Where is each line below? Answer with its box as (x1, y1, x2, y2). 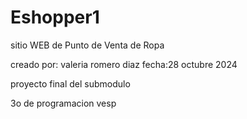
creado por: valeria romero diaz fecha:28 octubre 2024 (10, 58, 238, 70)
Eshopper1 (10, 6, 100, 29)
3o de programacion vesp (10, 97, 117, 109)
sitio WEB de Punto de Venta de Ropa (10, 39, 165, 51)
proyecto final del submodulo (10, 77, 131, 90)
